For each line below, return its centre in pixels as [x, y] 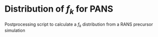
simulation [15, 31]
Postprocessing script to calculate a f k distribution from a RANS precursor [79, 25]
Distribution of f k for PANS [59, 10]
